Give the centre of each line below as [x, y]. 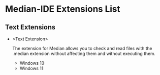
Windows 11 [31, 68]
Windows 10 [32, 63]
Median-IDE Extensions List [63, 9]
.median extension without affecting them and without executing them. [84, 53]
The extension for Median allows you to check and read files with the [82, 48]
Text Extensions [30, 27]
